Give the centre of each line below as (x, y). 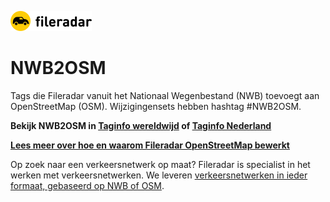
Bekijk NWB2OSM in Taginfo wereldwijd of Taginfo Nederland (141, 125)
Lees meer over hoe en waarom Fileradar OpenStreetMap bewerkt (150, 145)
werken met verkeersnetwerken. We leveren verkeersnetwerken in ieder (159, 175)
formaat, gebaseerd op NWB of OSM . (87, 185)
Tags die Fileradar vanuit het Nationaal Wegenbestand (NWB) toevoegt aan (165, 95)
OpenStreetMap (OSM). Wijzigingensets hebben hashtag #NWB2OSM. (156, 106)
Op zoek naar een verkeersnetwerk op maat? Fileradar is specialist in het (160, 164)
